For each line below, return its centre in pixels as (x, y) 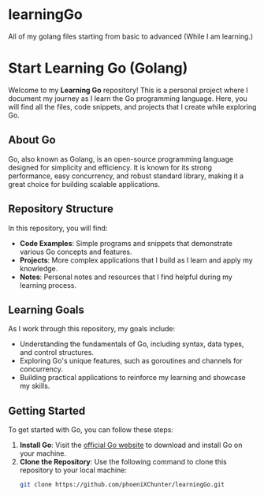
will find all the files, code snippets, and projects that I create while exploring (132, 106)
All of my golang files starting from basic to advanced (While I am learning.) (131, 36)
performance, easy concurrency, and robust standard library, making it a (126, 176)
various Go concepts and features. (76, 252)
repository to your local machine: (73, 470)
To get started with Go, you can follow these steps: (91, 430)
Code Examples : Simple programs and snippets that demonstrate (126, 243)
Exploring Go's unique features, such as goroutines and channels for (131, 361)
